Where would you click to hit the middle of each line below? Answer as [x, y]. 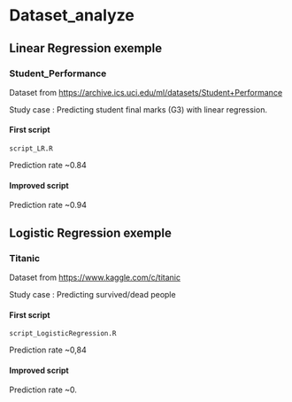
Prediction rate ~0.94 [48, 205]
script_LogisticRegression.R [63, 334]
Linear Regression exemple [86, 48]
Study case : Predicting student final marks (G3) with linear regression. [138, 109]
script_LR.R [31, 149]
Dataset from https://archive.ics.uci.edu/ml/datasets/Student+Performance [146, 92]
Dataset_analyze [72, 15]
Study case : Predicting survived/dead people [92, 294]
